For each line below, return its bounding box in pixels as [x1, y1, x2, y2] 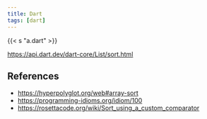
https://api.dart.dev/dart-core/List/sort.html [7, 50, 134, 58]
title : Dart [7, 10, 42, 18]
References [7, 70, 59, 82]
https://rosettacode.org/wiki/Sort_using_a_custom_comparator [17, 104, 200, 113]
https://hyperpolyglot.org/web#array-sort [17, 89, 139, 97]
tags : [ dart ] [7, 17, 46, 24]
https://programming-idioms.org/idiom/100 [17, 96, 143, 105]
